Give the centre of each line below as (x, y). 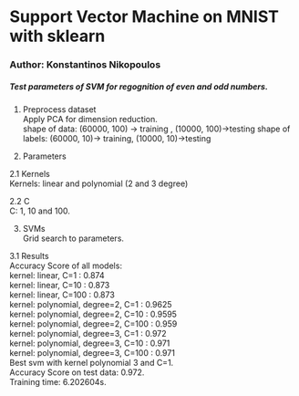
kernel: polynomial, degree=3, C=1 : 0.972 (88, 334)
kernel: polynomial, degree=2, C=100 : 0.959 (93, 324)
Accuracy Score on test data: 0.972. (77, 372)
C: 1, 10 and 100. (40, 211)
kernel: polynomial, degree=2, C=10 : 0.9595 (93, 314)
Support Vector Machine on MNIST (144, 17)
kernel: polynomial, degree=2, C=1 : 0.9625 (91, 305)
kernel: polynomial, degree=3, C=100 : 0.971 (93, 353)
